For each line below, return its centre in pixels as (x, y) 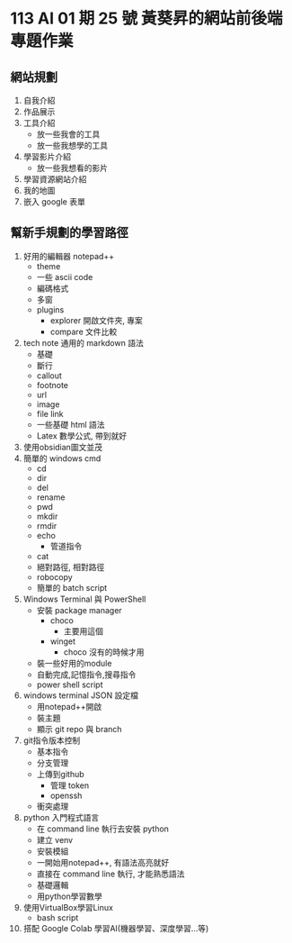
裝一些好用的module (74, 663)
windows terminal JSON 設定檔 (80, 695)
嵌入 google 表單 (54, 202)
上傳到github (60, 774)
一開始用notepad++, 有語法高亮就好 (103, 862)
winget (62, 641)
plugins (50, 309)
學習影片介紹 (47, 157)
